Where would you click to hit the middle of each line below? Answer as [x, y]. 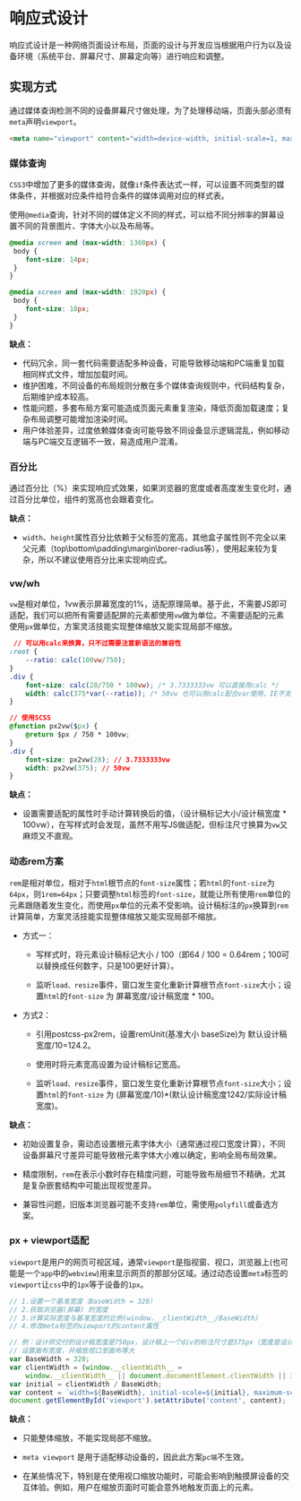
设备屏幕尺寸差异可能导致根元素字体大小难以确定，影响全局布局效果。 [152, 1155]
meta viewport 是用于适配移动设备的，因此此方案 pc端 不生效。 [135, 1457]
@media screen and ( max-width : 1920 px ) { [88, 292]
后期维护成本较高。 [58, 396]
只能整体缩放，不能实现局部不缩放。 [89, 1438]
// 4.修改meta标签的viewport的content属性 [84, 1326]
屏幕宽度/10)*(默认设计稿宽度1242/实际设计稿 [203, 1094]
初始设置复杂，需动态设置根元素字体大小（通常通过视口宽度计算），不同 [154, 1143]
